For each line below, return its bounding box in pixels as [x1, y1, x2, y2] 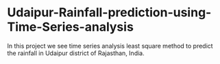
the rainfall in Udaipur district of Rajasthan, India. [7, 49, 145, 57]
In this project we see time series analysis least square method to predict [7, 42, 214, 50]
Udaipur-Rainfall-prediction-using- [7, 5, 212, 20]
